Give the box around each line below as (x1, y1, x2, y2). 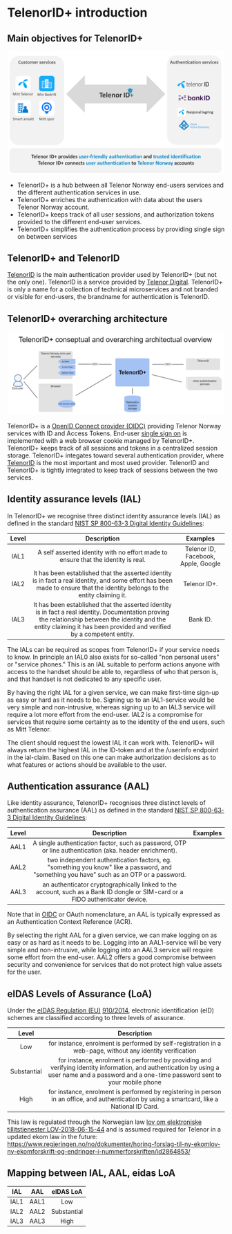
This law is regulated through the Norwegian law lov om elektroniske (7, 1118, 202, 1126)
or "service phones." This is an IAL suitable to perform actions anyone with (7, 660, 220, 669)
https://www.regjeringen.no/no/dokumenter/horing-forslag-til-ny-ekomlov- (7, 1140, 221, 1148)
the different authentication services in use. (17, 188, 142, 197)
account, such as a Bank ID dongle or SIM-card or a (35, 887, 184, 896)
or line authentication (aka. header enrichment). (41, 846, 177, 855)
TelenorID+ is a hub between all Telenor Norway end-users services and (17, 181, 224, 189)
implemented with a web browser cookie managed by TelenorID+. (7, 437, 195, 445)
